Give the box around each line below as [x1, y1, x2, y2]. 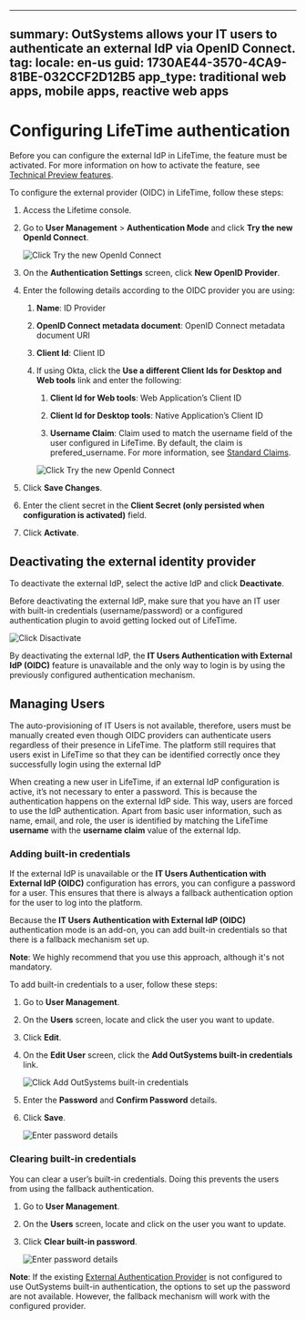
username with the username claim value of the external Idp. [9, 825, 241, 836]
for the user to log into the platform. [9, 898, 143, 909]
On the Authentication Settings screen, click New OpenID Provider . [22, 268, 280, 279]
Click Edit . [22, 1032, 62, 1043]
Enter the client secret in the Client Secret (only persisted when [22, 500, 265, 511]
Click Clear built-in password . [22, 1235, 138, 1247]
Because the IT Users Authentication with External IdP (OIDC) [9, 915, 246, 926]
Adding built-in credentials [9, 848, 131, 860]
